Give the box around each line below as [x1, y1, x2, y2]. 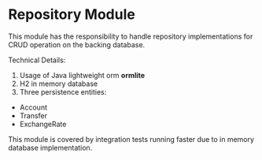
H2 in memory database [19, 79, 98, 88]
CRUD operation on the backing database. [8, 39, 146, 49]
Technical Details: [8, 55, 66, 65]
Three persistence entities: [19, 87, 107, 96]
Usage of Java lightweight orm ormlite [19, 70, 146, 80]
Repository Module [8, 6, 135, 24]
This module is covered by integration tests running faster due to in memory [8, 134, 254, 143]
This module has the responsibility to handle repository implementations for [8, 32, 253, 41]
